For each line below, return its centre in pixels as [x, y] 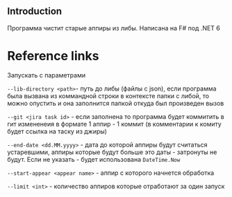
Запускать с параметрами [46, 75]
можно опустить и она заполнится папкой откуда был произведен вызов [116, 103]
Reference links [53, 56]
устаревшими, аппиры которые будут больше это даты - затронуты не [112, 152]
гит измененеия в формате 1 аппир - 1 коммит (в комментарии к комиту [115, 124]
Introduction [35, 11]
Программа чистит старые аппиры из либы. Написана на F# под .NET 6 [114, 28]
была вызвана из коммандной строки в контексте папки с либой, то [108, 95]
